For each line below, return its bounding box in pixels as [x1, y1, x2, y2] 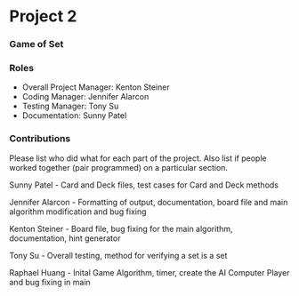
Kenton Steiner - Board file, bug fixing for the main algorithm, [9, 223, 233, 234]
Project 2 [9, 6, 77, 27]
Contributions [9, 132, 71, 145]
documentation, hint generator [9, 233, 121, 244]
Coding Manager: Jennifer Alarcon [21, 92, 149, 102]
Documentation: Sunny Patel [21, 110, 127, 121]
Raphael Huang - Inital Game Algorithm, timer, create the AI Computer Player [9, 267, 290, 277]
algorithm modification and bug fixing [9, 206, 147, 217]
